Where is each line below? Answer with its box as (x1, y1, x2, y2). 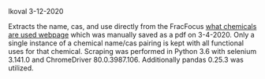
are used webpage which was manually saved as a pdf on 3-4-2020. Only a (8, 31, 255, 39)
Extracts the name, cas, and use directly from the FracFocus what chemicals (8, 22, 257, 31)
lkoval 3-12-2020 (8, 7, 64, 16)
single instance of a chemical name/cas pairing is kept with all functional (8, 38, 244, 48)
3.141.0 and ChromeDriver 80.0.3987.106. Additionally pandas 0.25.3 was (8, 55, 244, 64)
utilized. (8, 63, 34, 73)
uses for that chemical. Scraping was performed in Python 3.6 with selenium (8, 47, 257, 56)
